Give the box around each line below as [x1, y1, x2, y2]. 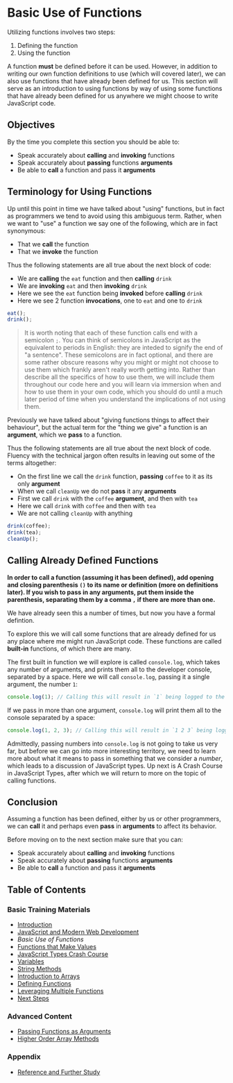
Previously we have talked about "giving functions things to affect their [7, 416, 209, 424]
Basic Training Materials [7, 905, 91, 914]
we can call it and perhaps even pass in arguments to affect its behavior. [7, 822, 217, 830]
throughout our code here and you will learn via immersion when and [24, 380, 222, 389]
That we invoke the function [17, 247, 98, 255]
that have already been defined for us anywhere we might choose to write [7, 92, 218, 100]
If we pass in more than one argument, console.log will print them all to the [7, 706, 222, 714]
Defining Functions [17, 980, 71, 987]
